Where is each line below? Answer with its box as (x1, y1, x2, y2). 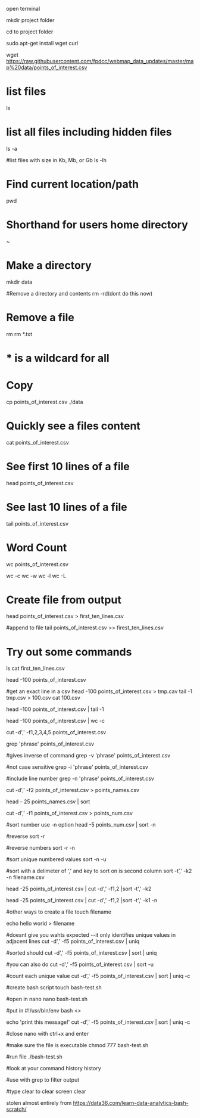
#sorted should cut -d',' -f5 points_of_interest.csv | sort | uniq (6, 949, 157, 956)
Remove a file (6, 310, 74, 324)
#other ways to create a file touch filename (6, 908, 112, 915)
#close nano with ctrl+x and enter (6, 1030, 89, 1038)
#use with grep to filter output (6, 1076, 80, 1083)
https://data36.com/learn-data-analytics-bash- (73, 1100, 189, 1107)
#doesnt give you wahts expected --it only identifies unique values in (6, 931, 176, 939)
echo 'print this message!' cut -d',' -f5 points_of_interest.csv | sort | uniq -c (6, 1018, 190, 1026)
